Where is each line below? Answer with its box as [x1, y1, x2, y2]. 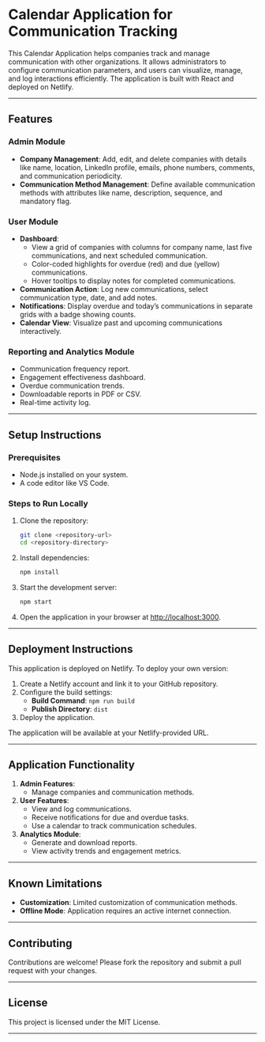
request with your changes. [8, 965, 97, 975]
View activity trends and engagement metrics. [31, 847, 181, 856]
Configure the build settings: [19, 687, 113, 697]
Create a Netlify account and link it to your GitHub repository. [19, 679, 218, 688]
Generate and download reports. [31, 838, 138, 847]
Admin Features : [19, 779, 76, 789]
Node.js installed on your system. [19, 469, 129, 479]
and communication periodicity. [19, 171, 123, 180]
